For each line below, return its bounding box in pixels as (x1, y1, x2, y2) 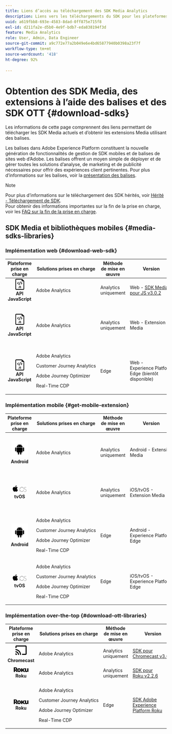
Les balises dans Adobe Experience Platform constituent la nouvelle (5, 145, 149, 151)
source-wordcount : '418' (5, 51, 58, 57)
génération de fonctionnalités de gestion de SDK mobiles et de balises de (5, 151, 160, 157)
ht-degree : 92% (5, 57, 38, 62)
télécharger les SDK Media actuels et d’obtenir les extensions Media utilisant (5, 130, 167, 136)
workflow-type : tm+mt (5, 46, 52, 51)
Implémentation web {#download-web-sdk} (5, 247, 118, 254)
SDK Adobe (132, 696, 157, 703)
